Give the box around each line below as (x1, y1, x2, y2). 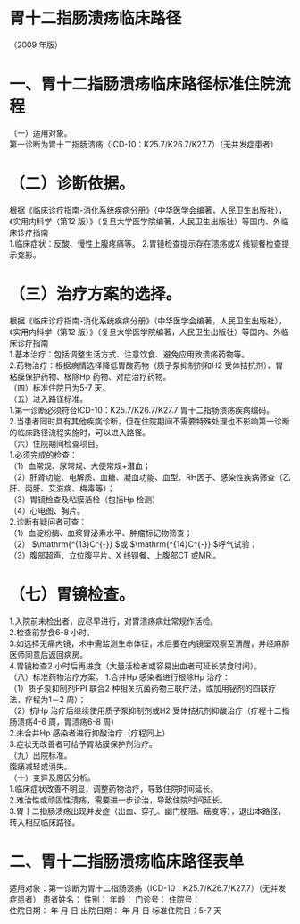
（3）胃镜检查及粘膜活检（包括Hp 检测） (9, 493, 161, 505)
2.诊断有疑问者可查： (9, 516, 87, 527)
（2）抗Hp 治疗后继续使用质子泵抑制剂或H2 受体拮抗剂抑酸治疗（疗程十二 (9, 705, 283, 716)
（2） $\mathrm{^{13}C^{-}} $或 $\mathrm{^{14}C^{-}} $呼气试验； (9, 538, 258, 550)
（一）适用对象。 (9, 127, 72, 139)
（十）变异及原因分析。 (9, 772, 96, 783)
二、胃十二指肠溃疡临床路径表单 (9, 851, 245, 871)
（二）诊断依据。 (9, 173, 136, 194)
